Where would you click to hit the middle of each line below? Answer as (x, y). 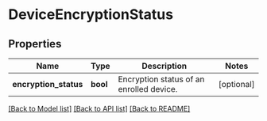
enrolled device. (148, 89)
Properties (35, 44)
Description (164, 66)
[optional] (236, 84)
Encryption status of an (161, 79)
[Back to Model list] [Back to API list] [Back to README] (99, 109)
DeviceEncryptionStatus (91, 15)
